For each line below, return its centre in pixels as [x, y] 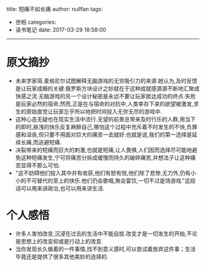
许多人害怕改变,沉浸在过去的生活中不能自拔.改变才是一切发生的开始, [101, 233]
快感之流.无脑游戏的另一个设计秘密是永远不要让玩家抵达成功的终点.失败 [105, 96]
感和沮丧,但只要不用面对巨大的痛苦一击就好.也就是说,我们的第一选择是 [103, 135]
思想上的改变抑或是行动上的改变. [62, 241]
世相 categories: [36, 22]
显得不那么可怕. [40, 165]
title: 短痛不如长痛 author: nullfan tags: [55, 9]
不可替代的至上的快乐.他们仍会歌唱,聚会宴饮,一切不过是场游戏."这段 [111, 181]
